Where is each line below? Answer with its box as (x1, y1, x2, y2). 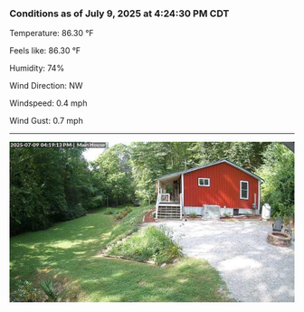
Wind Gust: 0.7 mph (9, 116, 83, 127)
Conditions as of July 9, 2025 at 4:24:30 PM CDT (9, 7, 230, 20)
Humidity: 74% (9, 62, 65, 74)
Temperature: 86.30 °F (9, 28, 94, 39)
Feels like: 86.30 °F (9, 45, 81, 56)
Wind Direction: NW (9, 80, 83, 91)
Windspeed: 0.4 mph (9, 98, 88, 109)
